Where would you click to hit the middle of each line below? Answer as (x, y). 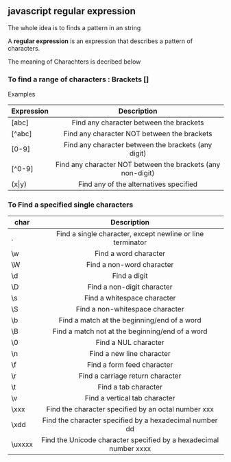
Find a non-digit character (130, 287)
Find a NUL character (130, 343)
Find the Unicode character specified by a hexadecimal (130, 440)
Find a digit (130, 276)
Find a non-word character (130, 265)
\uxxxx (22, 444)
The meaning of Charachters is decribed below (74, 62)
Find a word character (130, 254)
